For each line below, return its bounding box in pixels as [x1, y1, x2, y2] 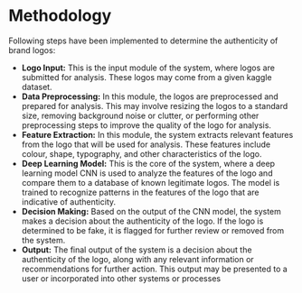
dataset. [21, 81, 52, 92]
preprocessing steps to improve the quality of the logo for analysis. [21, 119, 272, 131]
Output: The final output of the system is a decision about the [21, 244, 252, 255]
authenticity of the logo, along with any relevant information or [21, 253, 254, 264]
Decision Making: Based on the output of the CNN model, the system [21, 206, 282, 216]
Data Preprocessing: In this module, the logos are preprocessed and [21, 91, 279, 102]
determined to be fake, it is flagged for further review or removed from [21, 224, 285, 235]
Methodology [8, 5, 112, 26]
